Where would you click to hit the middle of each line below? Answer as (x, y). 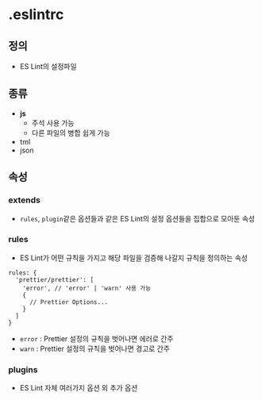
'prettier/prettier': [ (54, 279)
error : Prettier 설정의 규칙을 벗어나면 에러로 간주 (96, 338)
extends (25, 200)
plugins (23, 369)
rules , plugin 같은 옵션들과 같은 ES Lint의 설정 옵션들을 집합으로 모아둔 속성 (137, 218)
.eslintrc (36, 15)
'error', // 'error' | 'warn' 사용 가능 (87, 288)
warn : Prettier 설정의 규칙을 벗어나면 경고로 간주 (95, 348)
